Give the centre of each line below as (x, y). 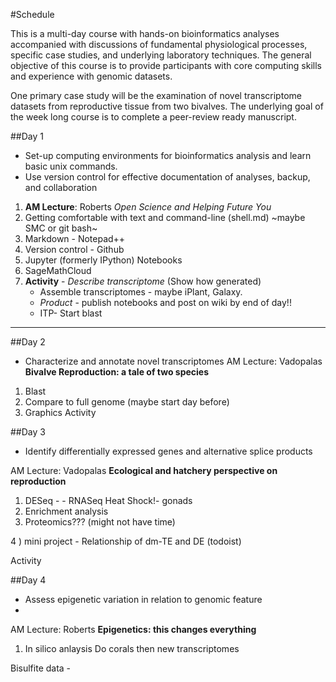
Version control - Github (74, 249)
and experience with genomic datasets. (91, 76)
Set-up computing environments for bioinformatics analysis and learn (168, 155)
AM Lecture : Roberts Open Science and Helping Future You (148, 207)
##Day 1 (27, 136)
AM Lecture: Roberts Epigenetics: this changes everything (133, 629)
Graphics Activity (60, 412)
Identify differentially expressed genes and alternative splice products (168, 451)
